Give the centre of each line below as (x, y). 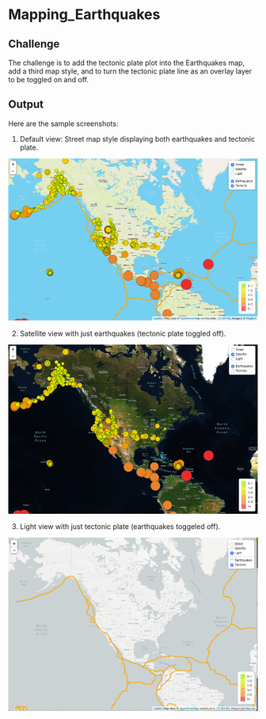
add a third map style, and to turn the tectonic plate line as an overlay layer (130, 71)
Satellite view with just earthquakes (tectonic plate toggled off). (123, 333)
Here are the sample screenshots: (63, 124)
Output (26, 105)
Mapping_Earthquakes (84, 15)
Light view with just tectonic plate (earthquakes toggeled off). (120, 526)
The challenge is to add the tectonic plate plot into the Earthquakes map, (127, 63)
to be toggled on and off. (49, 80)
